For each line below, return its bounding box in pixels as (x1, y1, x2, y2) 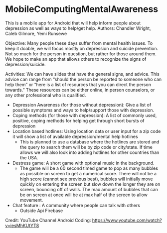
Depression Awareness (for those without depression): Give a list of (12, 102, 152, 108)
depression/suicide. (5, 61, 46, 67)
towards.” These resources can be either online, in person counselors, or (5, 87, 155, 93)
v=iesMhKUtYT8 (5, 223, 39, 229)
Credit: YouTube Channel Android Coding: (5, 217, 91, 223)
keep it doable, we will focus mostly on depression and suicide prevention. (5, 45, 159, 51)
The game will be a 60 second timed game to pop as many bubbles (19, 165, 159, 171)
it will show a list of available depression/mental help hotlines (12, 133, 138, 139)
